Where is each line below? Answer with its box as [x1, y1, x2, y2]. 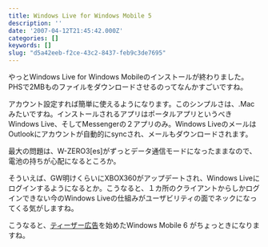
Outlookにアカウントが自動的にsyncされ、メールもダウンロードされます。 [8, 129, 253, 139]
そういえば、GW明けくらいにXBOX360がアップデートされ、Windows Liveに [8, 173, 260, 183]
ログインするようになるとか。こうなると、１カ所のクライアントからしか [8, 184, 246, 192]
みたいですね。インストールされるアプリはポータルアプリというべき [8, 109, 233, 119]
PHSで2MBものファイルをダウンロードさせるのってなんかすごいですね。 [8, 82, 248, 91]
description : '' [8, 19, 62, 27]
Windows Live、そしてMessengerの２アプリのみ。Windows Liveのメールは [8, 119, 257, 128]
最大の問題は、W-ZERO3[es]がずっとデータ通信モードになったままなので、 [8, 146, 257, 156]
